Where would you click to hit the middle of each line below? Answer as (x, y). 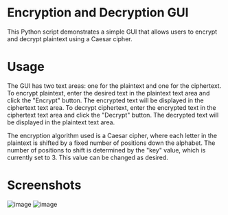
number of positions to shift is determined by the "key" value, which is (106, 150)
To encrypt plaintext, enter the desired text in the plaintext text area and (109, 93)
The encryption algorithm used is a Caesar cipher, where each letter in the (112, 135)
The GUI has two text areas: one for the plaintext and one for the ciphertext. (114, 86)
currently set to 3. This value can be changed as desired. (88, 157)
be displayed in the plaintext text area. (61, 122)
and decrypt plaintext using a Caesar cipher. (70, 38)
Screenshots (44, 185)
